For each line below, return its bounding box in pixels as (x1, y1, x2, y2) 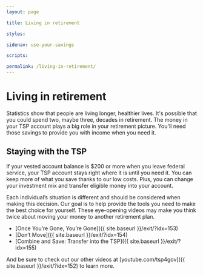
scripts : (6, 53, 28, 59)
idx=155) (15, 244, 37, 251)
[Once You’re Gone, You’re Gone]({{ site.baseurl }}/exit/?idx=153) (15, 225, 179, 232)
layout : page (6, 8, 39, 15)
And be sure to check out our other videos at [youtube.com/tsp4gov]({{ (6, 256, 185, 263)
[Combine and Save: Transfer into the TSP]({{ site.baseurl (15, 237, 159, 245)
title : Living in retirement (6, 19, 80, 26)
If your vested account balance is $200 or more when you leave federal (6, 162, 185, 170)
